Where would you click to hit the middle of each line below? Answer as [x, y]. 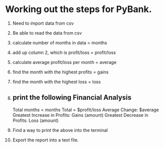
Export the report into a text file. [46, 140]
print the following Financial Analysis [72, 97]
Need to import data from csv [43, 23]
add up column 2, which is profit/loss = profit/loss [64, 52]
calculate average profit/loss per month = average [64, 62]
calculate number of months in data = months [60, 43]
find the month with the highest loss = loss [57, 82]
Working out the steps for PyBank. [78, 9]
